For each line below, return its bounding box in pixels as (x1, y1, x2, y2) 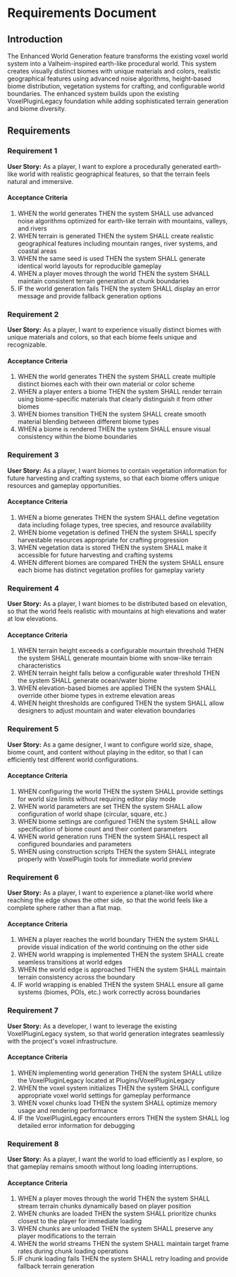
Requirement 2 (7, 309, 59, 319)
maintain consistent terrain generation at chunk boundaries (17, 276, 190, 285)
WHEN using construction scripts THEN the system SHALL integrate (17, 847, 216, 856)
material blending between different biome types (17, 417, 160, 426)
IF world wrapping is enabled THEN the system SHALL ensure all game (17, 981, 224, 989)
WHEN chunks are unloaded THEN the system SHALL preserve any (17, 1225, 213, 1233)
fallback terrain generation (17, 1262, 95, 1271)
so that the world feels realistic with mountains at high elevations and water (7, 607, 227, 616)
